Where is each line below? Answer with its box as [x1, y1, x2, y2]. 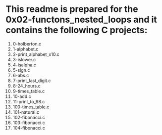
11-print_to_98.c [12, 98, 45, 104]
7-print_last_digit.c [12, 78, 51, 84]
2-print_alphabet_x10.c [12, 51, 59, 57]
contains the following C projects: [5, 25, 148, 36]
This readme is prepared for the [5, 3, 138, 15]
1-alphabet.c [12, 46, 39, 52]
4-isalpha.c [12, 62, 37, 68]
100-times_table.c [12, 104, 50, 110]
